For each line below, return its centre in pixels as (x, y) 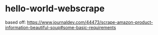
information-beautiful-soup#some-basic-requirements (60, 27)
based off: (16, 22)
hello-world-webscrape (55, 9)
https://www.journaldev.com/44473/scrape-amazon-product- (90, 22)
